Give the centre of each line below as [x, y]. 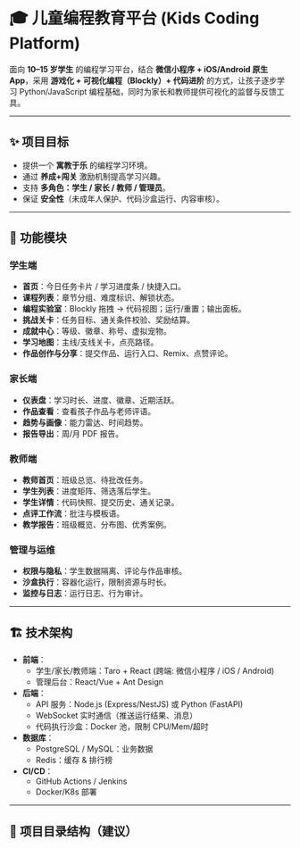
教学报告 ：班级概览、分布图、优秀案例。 [96, 525]
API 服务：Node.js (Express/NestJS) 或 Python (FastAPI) [139, 704]
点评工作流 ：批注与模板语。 [73, 513]
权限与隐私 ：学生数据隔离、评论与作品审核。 [104, 571]
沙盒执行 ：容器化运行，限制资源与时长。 [96, 582]
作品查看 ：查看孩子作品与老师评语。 [89, 411]
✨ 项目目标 [39, 142]
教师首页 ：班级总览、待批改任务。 [85, 480]
